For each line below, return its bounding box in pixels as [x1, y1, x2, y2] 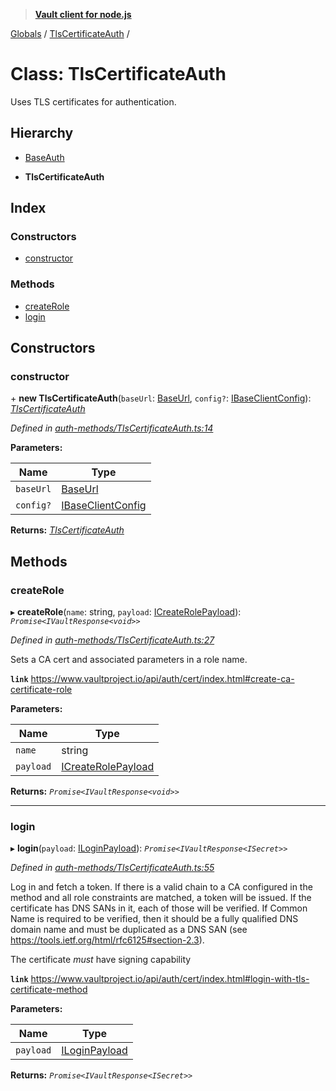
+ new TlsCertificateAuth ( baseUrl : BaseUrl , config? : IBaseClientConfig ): [10, 392, 312, 404]
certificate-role [10, 684, 73, 696]
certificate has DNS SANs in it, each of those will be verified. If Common [10, 902, 308, 914]
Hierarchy [10, 125, 74, 142]
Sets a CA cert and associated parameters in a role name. [10, 654, 248, 666]
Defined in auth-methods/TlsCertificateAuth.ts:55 [10, 862, 215, 874]
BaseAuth [24, 151, 65, 163]
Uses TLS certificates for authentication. [10, 95, 177, 108]
